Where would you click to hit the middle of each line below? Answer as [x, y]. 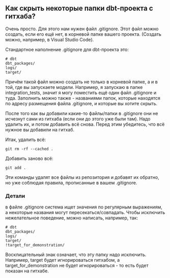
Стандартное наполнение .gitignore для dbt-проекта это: [67, 49]
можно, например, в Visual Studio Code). [50, 39]
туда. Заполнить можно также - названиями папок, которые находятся [83, 98]
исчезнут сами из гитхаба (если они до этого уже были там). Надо [78, 119]
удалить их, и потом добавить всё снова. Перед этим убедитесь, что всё [85, 124]
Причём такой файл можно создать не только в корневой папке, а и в [81, 82]
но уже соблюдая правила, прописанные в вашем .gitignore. [71, 182]
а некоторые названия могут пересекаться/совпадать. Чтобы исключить [85, 213]
